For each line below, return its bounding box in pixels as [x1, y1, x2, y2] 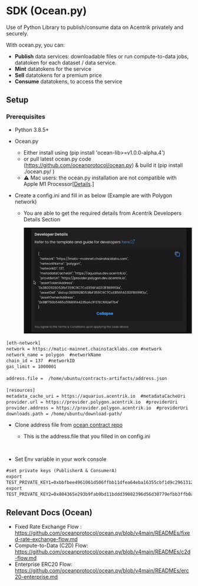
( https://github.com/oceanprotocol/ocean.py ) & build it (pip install [23, 161, 183, 169]
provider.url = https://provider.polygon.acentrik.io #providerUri [6, 400, 178, 405]
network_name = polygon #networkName [6, 352, 101, 358]
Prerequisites [6, 113, 45, 121]
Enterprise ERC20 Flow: [14, 561, 72, 568]
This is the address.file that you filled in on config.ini [23, 433, 150, 440]
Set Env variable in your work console [14, 456, 107, 463]
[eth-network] [6, 341, 41, 346]
